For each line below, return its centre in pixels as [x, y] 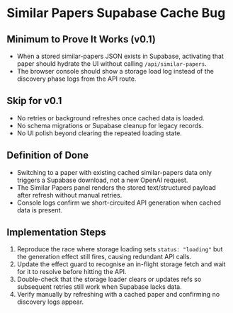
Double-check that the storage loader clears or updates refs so [109, 279]
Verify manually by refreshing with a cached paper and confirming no [118, 295]
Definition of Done [48, 155]
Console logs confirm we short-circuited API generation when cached [119, 203]
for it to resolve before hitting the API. [72, 272]
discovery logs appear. [50, 302]
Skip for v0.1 [34, 101]
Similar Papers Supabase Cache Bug [116, 13]
